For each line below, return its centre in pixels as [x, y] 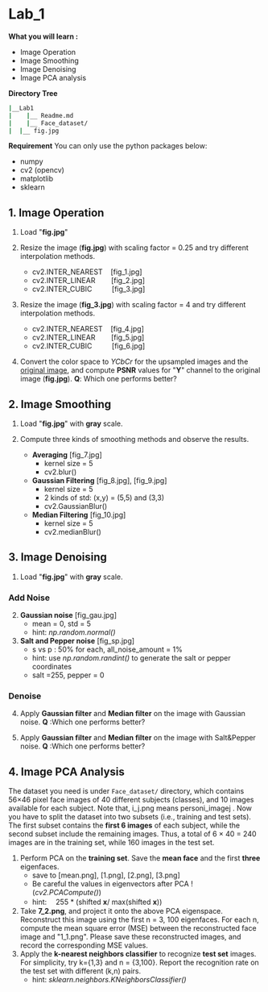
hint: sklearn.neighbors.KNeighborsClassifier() [109, 980]
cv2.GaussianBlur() [76, 506]
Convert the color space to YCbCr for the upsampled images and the [134, 362]
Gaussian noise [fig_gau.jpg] [68, 615]
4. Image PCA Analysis [66, 771]
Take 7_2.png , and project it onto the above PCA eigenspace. [122, 911]
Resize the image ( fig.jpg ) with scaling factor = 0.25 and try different [134, 248]
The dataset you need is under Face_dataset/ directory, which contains [126, 791]
